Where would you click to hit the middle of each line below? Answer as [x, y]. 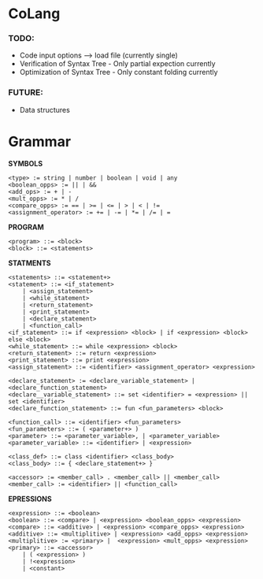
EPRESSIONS [30, 499]
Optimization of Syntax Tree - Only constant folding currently [119, 72]
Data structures [45, 109]
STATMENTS [30, 263]
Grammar [40, 141]
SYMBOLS [26, 163]
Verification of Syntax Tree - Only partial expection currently [117, 64]
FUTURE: [26, 93]
